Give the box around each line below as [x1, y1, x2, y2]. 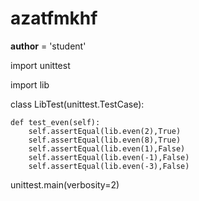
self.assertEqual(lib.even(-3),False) [28, 161, 190, 171]
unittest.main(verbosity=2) [10, 178, 120, 191]
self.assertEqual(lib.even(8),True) [28, 135, 182, 145]
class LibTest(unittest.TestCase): [10, 98, 145, 110]
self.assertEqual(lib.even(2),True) [28, 126, 182, 136]
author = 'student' [10, 40, 87, 52]
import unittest [10, 59, 71, 71]
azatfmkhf [10, 7, 98, 30]
